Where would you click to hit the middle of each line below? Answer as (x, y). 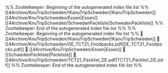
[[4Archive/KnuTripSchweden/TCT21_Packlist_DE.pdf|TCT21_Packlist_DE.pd (84, 60)
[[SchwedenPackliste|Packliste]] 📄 (41, 55)
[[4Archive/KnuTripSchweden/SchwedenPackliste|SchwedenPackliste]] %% (84, 23)
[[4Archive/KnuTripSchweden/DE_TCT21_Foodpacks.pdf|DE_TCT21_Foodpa (83, 44)
